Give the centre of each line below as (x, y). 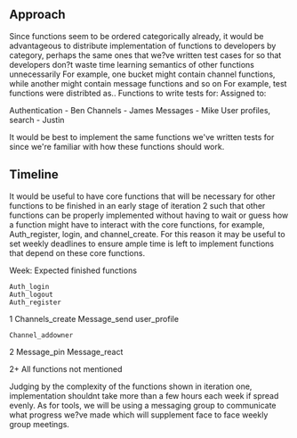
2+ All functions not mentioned (66, 368)
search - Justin (37, 120)
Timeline (34, 174)
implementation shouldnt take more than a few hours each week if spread (144, 395)
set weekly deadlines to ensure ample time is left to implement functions (141, 244)
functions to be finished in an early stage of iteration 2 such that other (137, 205)
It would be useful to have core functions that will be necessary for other (142, 196)
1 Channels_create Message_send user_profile (94, 318)
